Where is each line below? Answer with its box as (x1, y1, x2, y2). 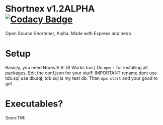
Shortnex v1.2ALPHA (5, 3, 95, 15)
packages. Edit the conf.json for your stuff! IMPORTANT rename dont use (5, 70, 157, 76)
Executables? (5, 98, 63, 109)
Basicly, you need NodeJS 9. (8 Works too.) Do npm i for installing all (5, 64, 148, 70)
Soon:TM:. (5, 114, 27, 120)
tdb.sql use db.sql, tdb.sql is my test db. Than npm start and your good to (5, 75, 158, 81)
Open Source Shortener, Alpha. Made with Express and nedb (5, 30, 132, 36)
